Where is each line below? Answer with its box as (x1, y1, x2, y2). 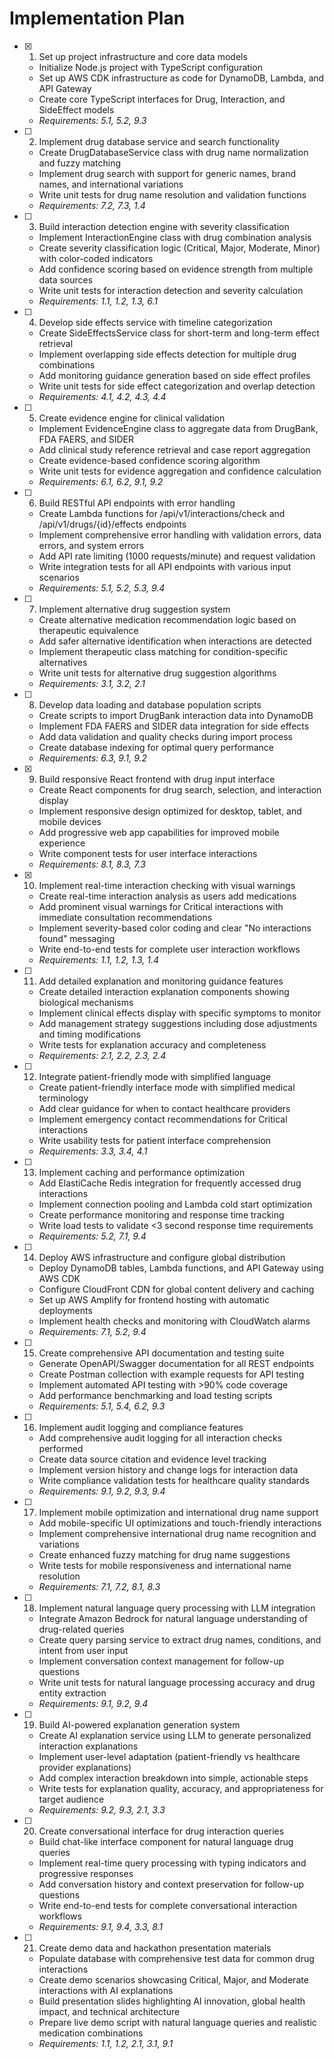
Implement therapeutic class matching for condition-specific (38, 645, 289, 657)
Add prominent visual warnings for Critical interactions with (38, 900, 284, 912)
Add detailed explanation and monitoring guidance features (38, 975, 284, 987)
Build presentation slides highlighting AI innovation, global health (38, 1995, 306, 2007)
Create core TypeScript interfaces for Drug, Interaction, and (38, 93, 286, 105)
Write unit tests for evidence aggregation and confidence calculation (38, 465, 322, 477)
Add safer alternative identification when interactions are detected (38, 635, 312, 647)
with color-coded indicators (38, 252, 154, 264)
